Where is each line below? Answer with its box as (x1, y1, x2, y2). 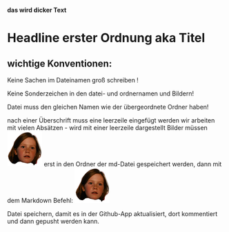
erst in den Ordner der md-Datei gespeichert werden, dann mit (43, 160, 222, 168)
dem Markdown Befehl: (7, 197, 74, 204)
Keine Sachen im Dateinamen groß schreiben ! (7, 76, 139, 84)
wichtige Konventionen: (7, 57, 112, 69)
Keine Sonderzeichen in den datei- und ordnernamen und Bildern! (7, 89, 195, 98)
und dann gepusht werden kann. (7, 217, 100, 225)
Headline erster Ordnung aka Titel (7, 30, 206, 46)
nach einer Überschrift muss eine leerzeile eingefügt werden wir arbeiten (7, 116, 215, 124)
